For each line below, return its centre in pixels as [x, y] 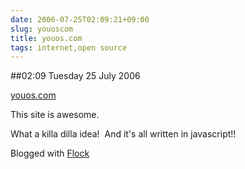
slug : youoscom [42, 29]
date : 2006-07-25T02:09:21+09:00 [80, 19]
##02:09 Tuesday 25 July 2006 [75, 76]
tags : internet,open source [69, 47]
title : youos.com [46, 38]
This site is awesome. [55, 115]
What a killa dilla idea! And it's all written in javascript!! [123, 134]
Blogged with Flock [50, 153]
